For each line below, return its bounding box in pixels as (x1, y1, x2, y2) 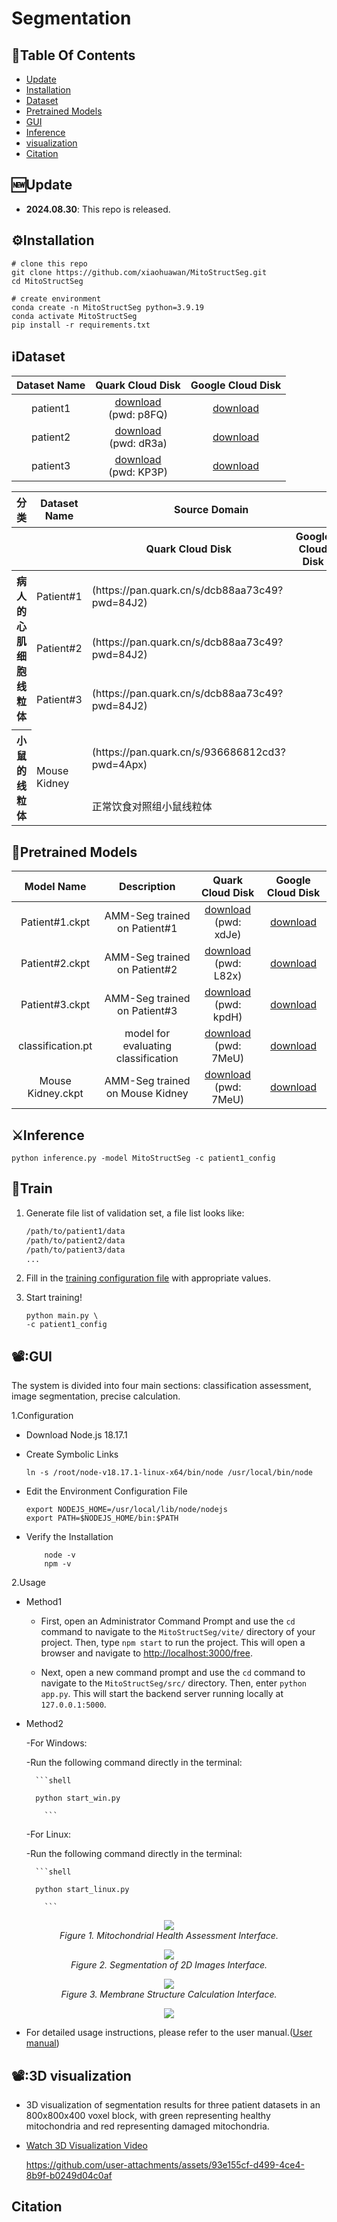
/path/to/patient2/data (25, 1235, 126, 1246)
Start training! (25, 1292, 83, 1304)
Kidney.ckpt (27, 1087, 84, 1101)
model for (124, 1027, 171, 1041)
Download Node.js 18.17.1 (25, 1429, 128, 1441)
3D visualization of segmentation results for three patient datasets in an (25, 2099, 321, 2111)
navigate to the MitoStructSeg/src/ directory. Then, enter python (40, 1677, 307, 1689)
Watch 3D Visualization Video (25, 2140, 148, 2151)
